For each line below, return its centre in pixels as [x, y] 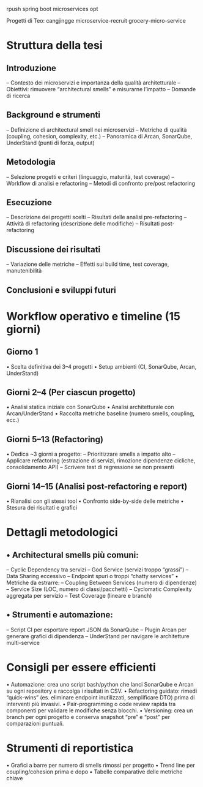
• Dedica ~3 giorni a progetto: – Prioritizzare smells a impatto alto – [91, 454]
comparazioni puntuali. [35, 723]
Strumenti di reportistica [70, 748]
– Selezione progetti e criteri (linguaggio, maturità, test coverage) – [90, 176]
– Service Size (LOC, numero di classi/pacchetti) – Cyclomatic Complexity [99, 589]
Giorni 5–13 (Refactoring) [55, 439]
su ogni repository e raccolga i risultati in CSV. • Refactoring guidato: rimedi [102, 691]
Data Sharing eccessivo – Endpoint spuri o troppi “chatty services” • [92, 576]
